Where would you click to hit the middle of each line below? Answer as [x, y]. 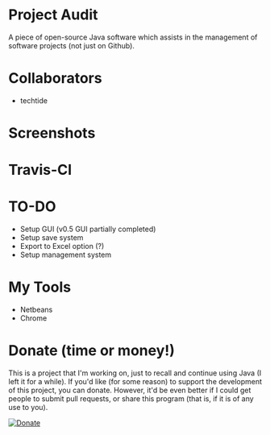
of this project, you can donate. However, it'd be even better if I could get [130, 390]
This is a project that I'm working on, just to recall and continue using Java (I [135, 373]
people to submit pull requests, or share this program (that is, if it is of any [131, 399]
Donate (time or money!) [92, 351]
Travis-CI [40, 170]
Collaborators [55, 79]
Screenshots [52, 133]
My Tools [39, 287]
